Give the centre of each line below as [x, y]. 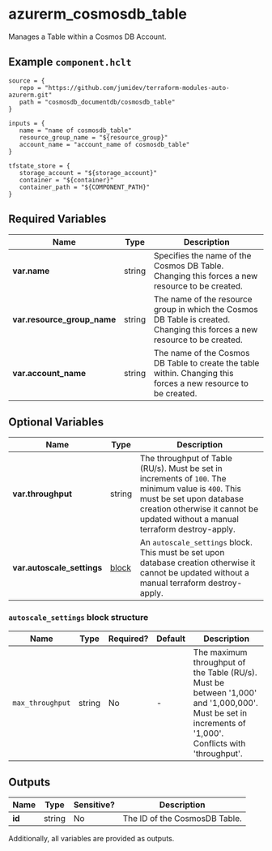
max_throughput [42, 703]
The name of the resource [203, 299]
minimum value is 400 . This [191, 489]
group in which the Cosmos [206, 309]
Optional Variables [56, 422]
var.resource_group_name [64, 319]
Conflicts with [219, 743]
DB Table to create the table [206, 363]
